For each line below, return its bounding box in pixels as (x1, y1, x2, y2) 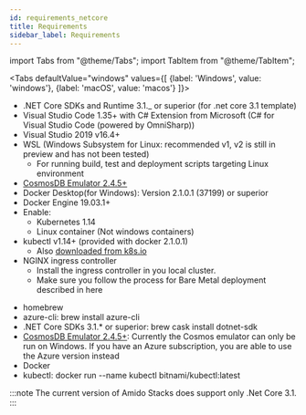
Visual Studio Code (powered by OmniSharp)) (22, 119, 195, 130)
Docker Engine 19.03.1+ (22, 197, 111, 208)
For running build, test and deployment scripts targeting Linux (36, 159, 269, 170)
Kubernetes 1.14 (36, 216, 96, 228)
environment (36, 168, 85, 179)
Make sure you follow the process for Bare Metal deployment (36, 275, 267, 285)
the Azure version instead (22, 350, 121, 361)
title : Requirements (9, 22, 89, 31)
